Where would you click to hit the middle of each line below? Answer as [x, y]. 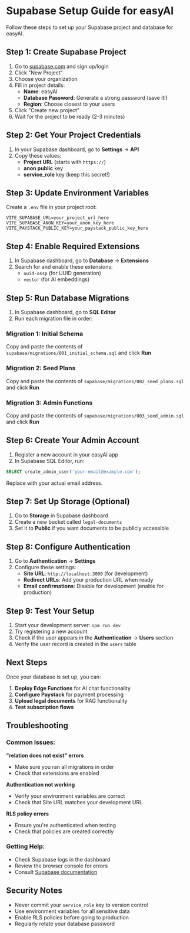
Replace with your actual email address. [54, 483]
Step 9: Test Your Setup [50, 611]
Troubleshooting [37, 725]
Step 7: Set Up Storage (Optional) [68, 501]
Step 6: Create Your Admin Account [73, 440]
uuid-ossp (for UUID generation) [62, 273]
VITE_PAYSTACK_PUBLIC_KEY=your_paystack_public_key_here [77, 229]
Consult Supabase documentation [56, 872]
